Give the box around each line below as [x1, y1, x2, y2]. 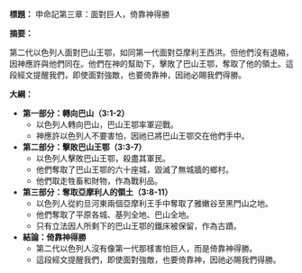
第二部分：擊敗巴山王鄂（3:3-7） [22, 141, 147, 152]
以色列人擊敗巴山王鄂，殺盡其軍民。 [35, 153, 171, 163]
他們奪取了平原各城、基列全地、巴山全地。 [35, 209, 195, 220]
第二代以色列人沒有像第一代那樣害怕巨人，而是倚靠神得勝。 [35, 243, 258, 253]
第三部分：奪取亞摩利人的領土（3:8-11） [22, 187, 173, 197]
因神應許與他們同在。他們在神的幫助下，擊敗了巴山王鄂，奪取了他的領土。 [9, 59, 286, 68]
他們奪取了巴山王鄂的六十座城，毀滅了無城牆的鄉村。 [35, 164, 234, 175]
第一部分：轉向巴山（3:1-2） [22, 108, 130, 118]
